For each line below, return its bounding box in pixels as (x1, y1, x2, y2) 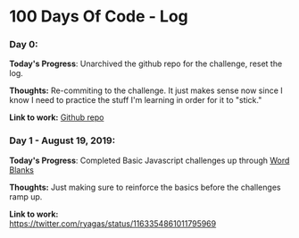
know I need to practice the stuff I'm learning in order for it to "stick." (9, 95, 262, 106)
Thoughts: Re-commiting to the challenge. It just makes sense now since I (9, 85, 283, 96)
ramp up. (9, 191, 43, 202)
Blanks (9, 164, 34, 175)
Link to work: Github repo (9, 112, 104, 123)
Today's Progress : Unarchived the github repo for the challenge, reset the (9, 58, 283, 69)
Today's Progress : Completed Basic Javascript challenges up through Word (9, 155, 290, 166)
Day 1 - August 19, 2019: (9, 134, 116, 147)
